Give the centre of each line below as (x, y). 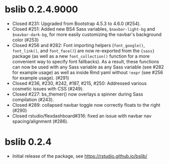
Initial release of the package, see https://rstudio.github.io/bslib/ (80, 156)
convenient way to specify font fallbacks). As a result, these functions (86, 61)
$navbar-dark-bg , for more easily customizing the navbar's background (87, 34)
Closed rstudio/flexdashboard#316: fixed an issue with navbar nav (82, 115)
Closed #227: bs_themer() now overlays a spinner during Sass (78, 94)
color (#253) (25, 40)
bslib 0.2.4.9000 (42, 9)
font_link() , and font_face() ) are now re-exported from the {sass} (83, 51)
